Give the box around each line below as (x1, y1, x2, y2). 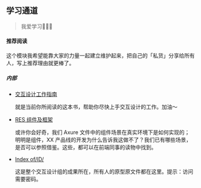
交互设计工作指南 (14, 90, 57, 98)
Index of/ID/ (14, 155, 44, 163)
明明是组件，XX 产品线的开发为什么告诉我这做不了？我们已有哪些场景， (14, 136, 191, 143)
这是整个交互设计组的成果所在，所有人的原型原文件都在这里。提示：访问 (14, 168, 193, 175)
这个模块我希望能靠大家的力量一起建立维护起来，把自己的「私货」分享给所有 (6, 52, 195, 59)
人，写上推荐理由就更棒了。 (6, 59, 75, 67)
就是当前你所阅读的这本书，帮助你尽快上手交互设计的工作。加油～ (14, 103, 178, 110)
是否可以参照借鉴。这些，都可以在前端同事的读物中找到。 (14, 143, 157, 151)
